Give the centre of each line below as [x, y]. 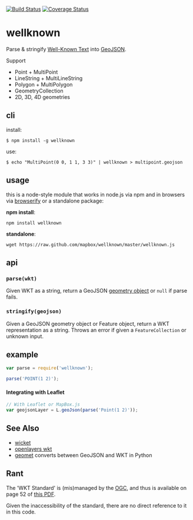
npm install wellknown [34, 223]
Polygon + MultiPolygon [44, 84]
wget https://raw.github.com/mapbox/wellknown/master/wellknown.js [91, 244]
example [22, 354]
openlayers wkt [33, 449]
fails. [12, 297]
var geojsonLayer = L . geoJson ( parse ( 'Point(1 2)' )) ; [72, 410]
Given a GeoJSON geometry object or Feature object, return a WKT [88, 323]
